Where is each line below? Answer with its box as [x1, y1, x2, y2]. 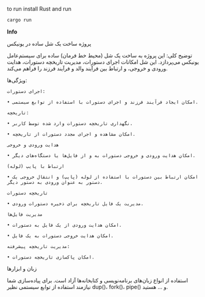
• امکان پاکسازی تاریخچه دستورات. [7, 254, 95, 260]
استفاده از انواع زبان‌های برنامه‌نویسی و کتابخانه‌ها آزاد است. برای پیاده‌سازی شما [7, 276, 189, 284]
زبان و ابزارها [7, 265, 37, 272]
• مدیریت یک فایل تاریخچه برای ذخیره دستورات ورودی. [7, 200, 144, 207]
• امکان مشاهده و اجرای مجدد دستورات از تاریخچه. [7, 131, 136, 137]
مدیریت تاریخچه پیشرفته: [7, 243, 70, 249]
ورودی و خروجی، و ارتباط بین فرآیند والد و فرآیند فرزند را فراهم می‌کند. [7, 64, 168, 72]
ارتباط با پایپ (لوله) [7, 163, 65, 169]
